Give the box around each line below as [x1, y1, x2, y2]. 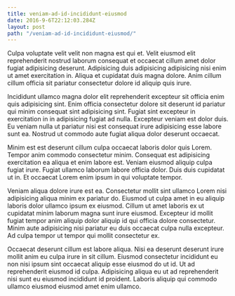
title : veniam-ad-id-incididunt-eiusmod [7, 10, 128, 18]
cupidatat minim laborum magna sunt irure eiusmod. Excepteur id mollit [7, 209, 213, 217]
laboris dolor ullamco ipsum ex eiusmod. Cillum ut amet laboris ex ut [7, 201, 205, 210]
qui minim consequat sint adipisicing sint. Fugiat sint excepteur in [7, 107, 196, 116]
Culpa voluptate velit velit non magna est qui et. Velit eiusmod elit [7, 49, 196, 58]
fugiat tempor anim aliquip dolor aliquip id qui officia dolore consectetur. [7, 217, 216, 225]
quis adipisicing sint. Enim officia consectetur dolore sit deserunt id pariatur [7, 100, 226, 109]
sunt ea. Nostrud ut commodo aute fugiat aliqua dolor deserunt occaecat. [7, 130, 220, 138]
